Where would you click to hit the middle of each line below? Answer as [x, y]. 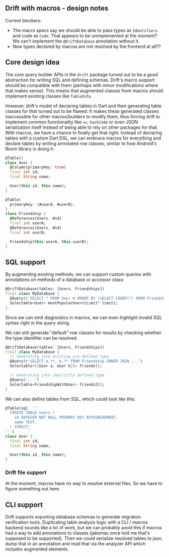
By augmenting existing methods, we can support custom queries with [78, 274]
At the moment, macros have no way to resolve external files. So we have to [84, 483]
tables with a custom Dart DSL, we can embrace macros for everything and [83, 138]
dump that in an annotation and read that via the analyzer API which [75, 544]
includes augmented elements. [37, 549]
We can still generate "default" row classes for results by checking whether [83, 333]
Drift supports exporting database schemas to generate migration [73, 517]
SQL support [25, 262]
